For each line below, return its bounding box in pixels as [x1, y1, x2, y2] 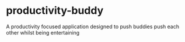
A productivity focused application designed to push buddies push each [6, 23, 180, 30]
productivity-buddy [6, 4, 104, 17]
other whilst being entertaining [6, 29, 80, 36]
